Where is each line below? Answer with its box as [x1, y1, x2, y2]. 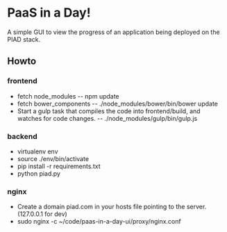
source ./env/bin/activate [17, 154, 89, 163]
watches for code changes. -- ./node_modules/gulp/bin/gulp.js [17, 114, 198, 122]
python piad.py [17, 169, 61, 178]
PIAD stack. [7, 35, 41, 43]
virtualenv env [17, 147, 58, 156]
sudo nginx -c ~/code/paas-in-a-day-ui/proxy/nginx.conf [17, 217, 182, 226]
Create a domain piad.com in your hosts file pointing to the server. [17, 203, 207, 211]
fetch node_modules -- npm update [17, 92, 119, 100]
